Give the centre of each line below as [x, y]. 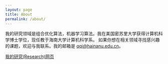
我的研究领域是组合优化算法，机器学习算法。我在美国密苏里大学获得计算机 [82, 34]
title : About [19, 14]
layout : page [19, 10]
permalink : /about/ [25, 19]
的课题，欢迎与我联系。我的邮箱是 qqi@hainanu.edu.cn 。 [64, 46]
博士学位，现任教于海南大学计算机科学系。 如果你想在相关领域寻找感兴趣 [84, 40]
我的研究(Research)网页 [30, 57]
